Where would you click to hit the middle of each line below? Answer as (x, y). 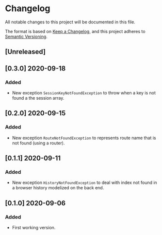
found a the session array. (38, 98)
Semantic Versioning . (26, 36)
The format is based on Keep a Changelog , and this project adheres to (75, 31)
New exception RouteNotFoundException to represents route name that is (84, 138)
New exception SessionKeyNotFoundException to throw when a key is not (84, 93)
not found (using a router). (38, 143)
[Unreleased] (25, 52)
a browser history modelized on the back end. (58, 188)
